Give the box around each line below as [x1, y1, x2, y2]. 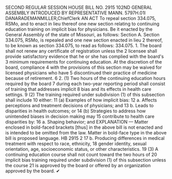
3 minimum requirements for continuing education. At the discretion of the [5, 59, 162, 65]
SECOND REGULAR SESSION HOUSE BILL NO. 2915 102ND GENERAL [5, 5, 152, 10]
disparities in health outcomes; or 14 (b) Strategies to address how [5, 108, 146, 114]
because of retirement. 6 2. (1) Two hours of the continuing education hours [5, 75, 166, 81]
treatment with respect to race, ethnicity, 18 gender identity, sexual [5, 141, 147, 147]
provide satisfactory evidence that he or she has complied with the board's [5, 53, 164, 59]
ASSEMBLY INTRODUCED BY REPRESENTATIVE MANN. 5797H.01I [5, 10, 146, 16]
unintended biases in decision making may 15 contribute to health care [5, 113, 155, 120]
